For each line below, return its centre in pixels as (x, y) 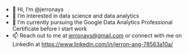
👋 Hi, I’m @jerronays (38, 9)
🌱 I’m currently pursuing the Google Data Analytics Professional (92, 22)
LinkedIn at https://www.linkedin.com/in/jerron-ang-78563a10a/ (92, 44)
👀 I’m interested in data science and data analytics (76, 16)
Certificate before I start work (50, 29)
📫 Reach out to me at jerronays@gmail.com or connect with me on (97, 35)
